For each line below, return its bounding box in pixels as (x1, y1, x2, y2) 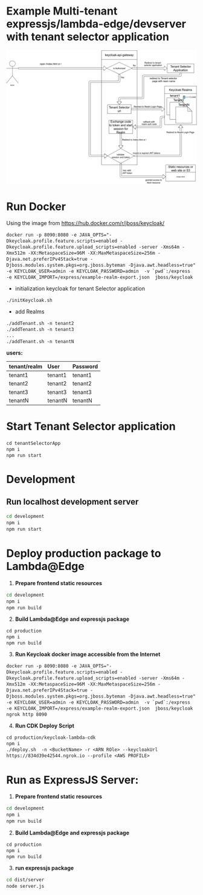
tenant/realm (8, 362, 42, 370)
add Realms (14, 308, 45, 315)
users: (6, 349, 23, 356)
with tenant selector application (6, 30, 169, 44)
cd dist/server (6, 876, 45, 883)
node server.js (6, 883, 45, 889)
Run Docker (6, 200, 66, 213)
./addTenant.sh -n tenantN (6, 339, 74, 345)
